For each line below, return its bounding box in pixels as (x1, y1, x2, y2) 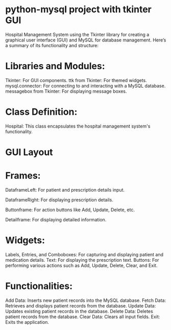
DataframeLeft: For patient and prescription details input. (5, 187, 125, 193)
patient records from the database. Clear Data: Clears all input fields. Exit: (5, 314, 160, 320)
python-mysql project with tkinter (5, 4, 152, 15)
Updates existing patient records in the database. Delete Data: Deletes (5, 308, 153, 314)
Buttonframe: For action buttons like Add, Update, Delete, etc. (5, 207, 135, 213)
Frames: (5, 170, 41, 181)
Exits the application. (5, 319, 50, 325)
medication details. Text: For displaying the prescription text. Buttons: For (5, 257, 159, 263)
